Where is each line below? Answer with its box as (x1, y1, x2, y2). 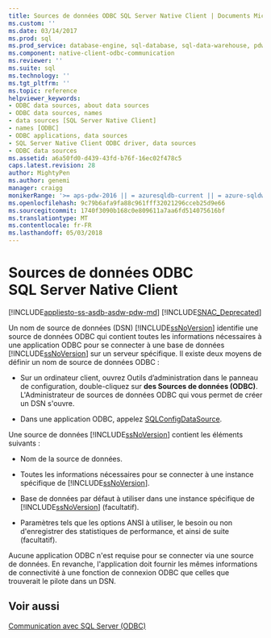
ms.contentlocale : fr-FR (8, 222, 92, 230)
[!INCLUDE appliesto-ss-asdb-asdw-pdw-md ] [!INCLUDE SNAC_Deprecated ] (8, 307, 262, 317)
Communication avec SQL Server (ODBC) (8, 621, 147, 631)
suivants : (8, 438, 40, 448)
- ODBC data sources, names (8, 110, 103, 118)
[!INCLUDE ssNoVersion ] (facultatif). (19, 502, 140, 512)
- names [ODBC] (8, 124, 60, 132)
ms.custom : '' (8, 19, 56, 27)
